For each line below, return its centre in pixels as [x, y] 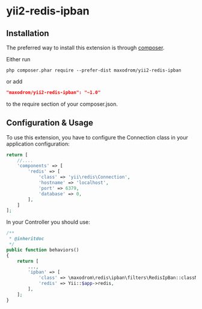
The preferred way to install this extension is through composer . [85, 47]
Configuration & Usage [50, 123]
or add [14, 81]
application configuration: [38, 144]
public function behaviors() [43, 250]
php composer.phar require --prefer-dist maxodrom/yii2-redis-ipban [94, 70]
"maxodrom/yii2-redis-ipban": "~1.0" [54, 93]
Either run [18, 59]
